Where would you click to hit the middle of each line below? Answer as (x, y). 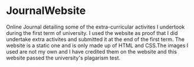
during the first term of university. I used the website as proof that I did (92, 33)
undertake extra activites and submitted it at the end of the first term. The (95, 39)
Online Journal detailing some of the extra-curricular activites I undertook (96, 27)
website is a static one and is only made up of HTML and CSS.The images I (97, 45)
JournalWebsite (46, 11)
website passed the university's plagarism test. (63, 58)
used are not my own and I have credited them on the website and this (91, 51)
